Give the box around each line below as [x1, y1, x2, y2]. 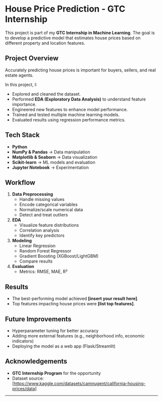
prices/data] [12, 385, 37, 391]
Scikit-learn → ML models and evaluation [12, 159, 96, 165]
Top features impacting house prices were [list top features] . [12, 301, 135, 307]
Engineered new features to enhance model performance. [12, 106, 128, 112]
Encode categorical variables [19, 201, 78, 207]
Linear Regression [19, 243, 56, 249]
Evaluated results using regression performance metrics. [12, 117, 126, 122]
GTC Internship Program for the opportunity [12, 370, 101, 376]
